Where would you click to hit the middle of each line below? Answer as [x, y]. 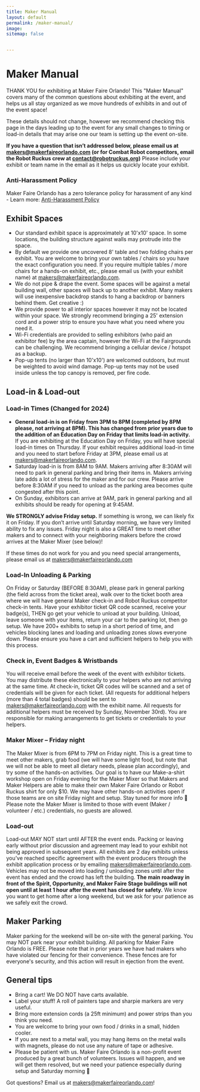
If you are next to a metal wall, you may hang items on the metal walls [100, 1039]
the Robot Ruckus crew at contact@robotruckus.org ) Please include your [99, 159]
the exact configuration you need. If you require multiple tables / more [101, 265]
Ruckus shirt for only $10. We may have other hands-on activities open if [96, 791]
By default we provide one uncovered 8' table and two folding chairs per [104, 252]
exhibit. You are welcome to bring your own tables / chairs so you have [102, 259]
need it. [24, 328]
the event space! [27, 110]
